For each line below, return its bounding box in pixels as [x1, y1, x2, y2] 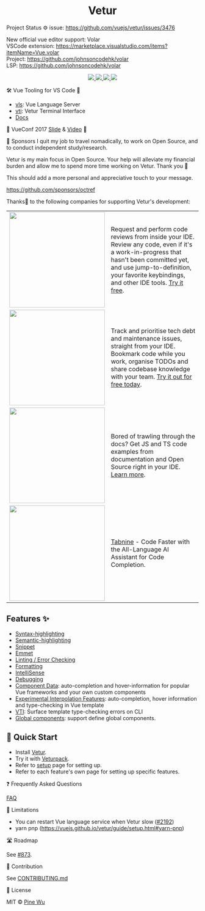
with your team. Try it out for [110, 372, 192, 381]
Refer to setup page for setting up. [15, 761, 103, 769]
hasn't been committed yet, [110, 255, 189, 264]
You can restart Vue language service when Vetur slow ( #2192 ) [15, 817, 174, 825]
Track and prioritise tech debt [110, 326, 196, 335]
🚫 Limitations [6, 806, 39, 813]
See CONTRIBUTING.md [6, 874, 68, 882]
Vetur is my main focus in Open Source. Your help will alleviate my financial [6, 155, 195, 163]
